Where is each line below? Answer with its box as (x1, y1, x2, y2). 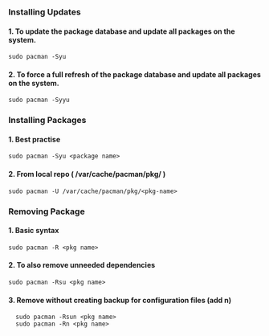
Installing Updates (8, 6, 82, 18)
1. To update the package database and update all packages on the (8, 27, 235, 36)
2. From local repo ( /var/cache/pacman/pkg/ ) (8, 170, 166, 179)
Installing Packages (8, 115, 87, 126)
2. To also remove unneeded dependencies (8, 260, 156, 270)
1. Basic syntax (8, 226, 59, 236)
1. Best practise (8, 134, 61, 144)
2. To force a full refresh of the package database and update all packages (8, 69, 261, 79)
